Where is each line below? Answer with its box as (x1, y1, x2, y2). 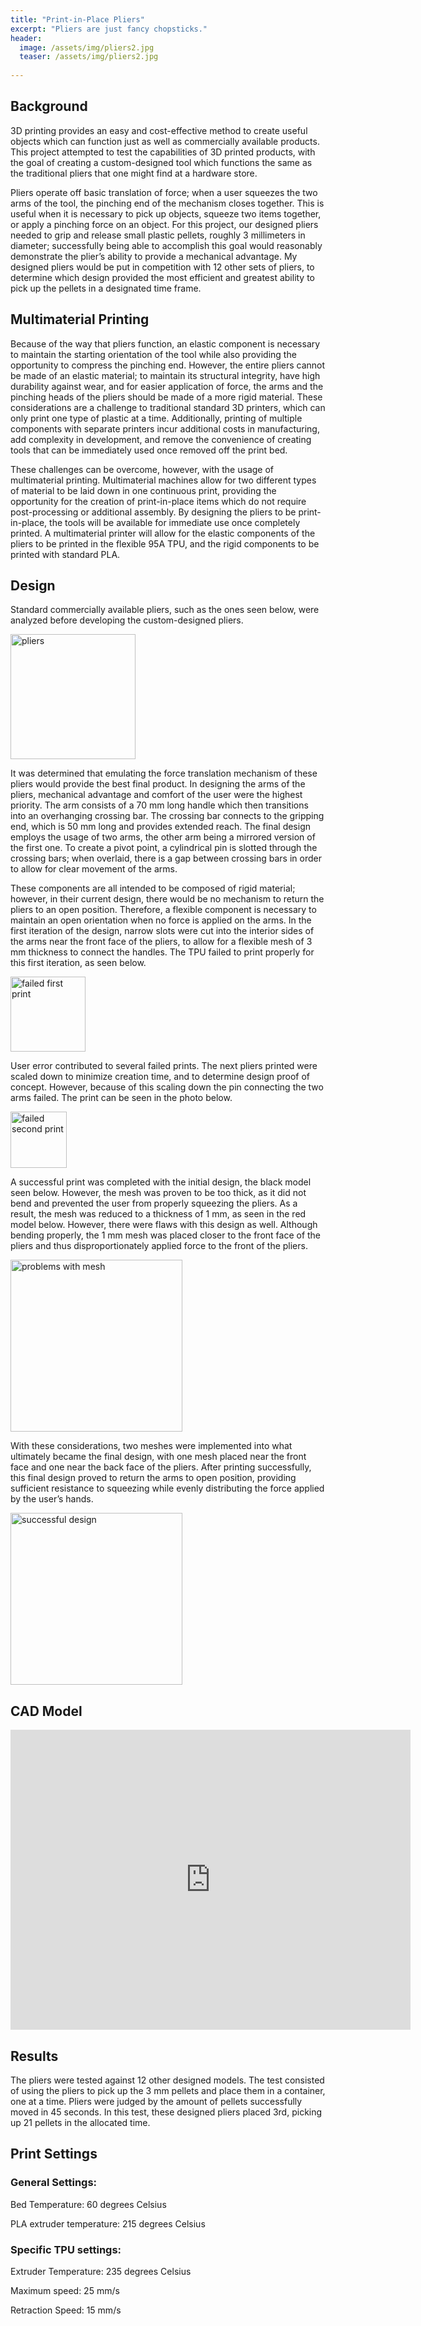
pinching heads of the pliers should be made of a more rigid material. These (10, 391, 323, 403)
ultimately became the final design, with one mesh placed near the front (10, 1451, 307, 1463)
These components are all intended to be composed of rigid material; (10, 882, 296, 895)
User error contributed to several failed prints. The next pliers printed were (10, 1060, 318, 1072)
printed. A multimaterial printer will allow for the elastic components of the (10, 527, 316, 539)
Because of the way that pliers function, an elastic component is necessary (10, 337, 321, 350)
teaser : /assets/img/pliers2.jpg (19, 52, 159, 62)
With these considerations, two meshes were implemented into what (10, 1440, 293, 1452)
